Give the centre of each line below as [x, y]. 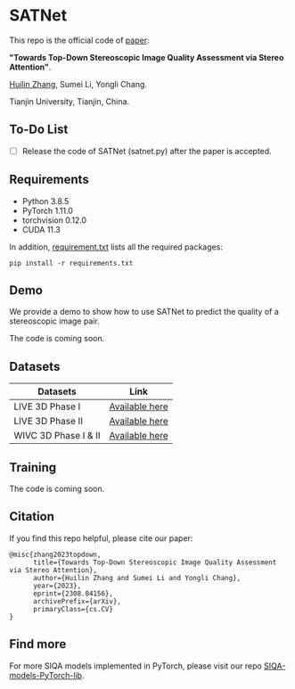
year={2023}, [57, 586]
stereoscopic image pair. [54, 321]
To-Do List [39, 130]
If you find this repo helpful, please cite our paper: [101, 538]
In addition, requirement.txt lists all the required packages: [116, 247]
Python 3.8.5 [45, 201]
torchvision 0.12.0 [54, 220]
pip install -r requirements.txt [71, 263]
